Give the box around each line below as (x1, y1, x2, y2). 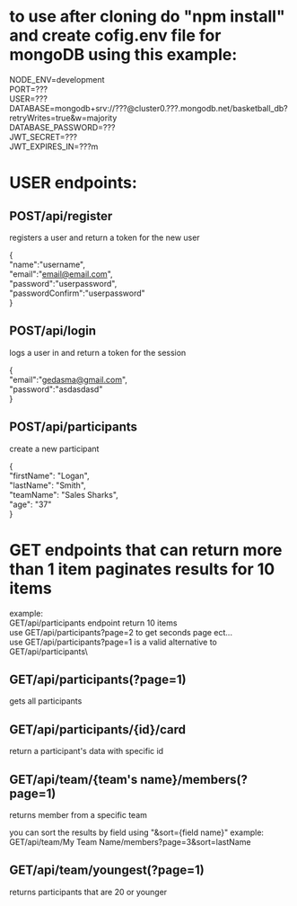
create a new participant (9, 443, 100, 454)
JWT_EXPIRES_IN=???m (9, 141, 99, 152)
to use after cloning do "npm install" (9, 6, 285, 27)
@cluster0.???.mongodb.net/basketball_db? (127, 102, 289, 113)
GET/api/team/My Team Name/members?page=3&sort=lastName (9, 836, 251, 847)
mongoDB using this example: (9, 45, 238, 65)
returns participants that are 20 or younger (9, 886, 168, 897)
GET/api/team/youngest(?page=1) (9, 863, 205, 878)
